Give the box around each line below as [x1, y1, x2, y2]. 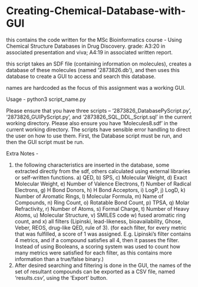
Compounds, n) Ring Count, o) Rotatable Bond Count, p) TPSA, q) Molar [14, 199, 190, 206]
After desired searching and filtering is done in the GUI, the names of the [14, 262, 192, 269]
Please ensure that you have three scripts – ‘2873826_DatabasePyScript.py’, [6, 107, 192, 114]
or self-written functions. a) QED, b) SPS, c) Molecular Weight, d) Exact [14, 174, 187, 181]
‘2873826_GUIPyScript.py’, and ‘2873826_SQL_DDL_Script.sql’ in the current [6, 113, 192, 120]
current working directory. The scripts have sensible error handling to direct [6, 126, 190, 133]
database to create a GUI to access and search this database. [6, 73, 156, 80]
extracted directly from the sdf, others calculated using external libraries [14, 167, 190, 175]
